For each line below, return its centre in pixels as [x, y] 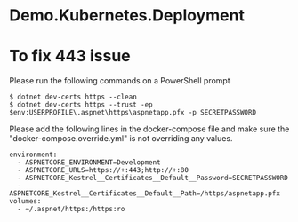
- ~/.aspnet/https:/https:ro [71, 210]
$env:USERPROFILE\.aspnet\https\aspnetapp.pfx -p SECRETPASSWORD [133, 113]
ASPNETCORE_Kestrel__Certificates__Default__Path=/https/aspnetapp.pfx [145, 194]
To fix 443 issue [70, 56]
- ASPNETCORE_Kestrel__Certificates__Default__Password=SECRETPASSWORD [153, 178]
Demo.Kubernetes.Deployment [127, 16]
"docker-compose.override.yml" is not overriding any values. [121, 139]
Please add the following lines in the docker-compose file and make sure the [149, 129]
